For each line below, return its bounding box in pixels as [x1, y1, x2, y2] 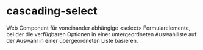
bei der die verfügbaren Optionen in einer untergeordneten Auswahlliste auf [6, 30, 197, 37]
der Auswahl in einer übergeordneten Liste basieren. [6, 37, 138, 44]
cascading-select [6, 4, 98, 18]
